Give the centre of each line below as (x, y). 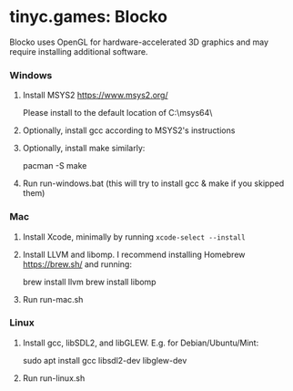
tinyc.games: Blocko (89, 17)
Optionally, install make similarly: (84, 149)
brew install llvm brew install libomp (89, 282)
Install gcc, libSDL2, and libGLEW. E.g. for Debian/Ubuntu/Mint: (141, 343)
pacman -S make (55, 166)
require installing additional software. (79, 51)
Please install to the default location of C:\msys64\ (117, 113)
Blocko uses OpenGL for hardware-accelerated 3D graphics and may (139, 42)
